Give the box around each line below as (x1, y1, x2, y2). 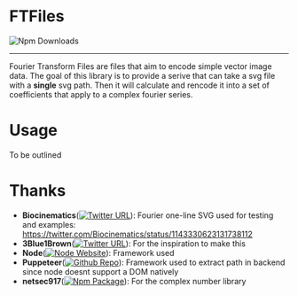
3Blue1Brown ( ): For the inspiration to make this (21, 237, 247, 249)
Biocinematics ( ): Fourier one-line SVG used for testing (21, 210, 274, 221)
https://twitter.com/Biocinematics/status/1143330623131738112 (21, 229, 253, 239)
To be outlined (9, 149, 62, 160)
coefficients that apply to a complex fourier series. (9, 89, 193, 99)
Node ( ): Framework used (21, 247, 175, 258)
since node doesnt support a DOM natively (21, 266, 179, 276)
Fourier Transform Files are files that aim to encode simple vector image (9, 60, 272, 72)
